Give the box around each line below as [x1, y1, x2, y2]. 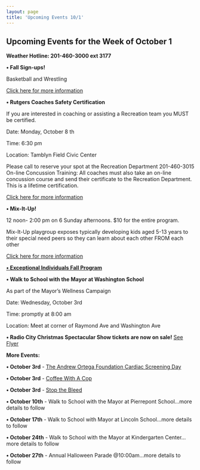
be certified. [6, 117, 36, 124]
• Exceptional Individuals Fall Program [6, 264, 103, 271]
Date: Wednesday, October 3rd [6, 299, 82, 306]
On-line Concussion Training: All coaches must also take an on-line [6, 169, 172, 176]
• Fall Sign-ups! [6, 64, 46, 71]
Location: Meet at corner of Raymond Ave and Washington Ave [6, 322, 161, 329]
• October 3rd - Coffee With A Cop [6, 375, 93, 382]
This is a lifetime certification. [6, 182, 79, 189]
